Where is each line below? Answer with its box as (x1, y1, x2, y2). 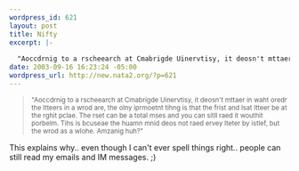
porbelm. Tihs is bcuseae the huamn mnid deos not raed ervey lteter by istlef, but (30, 118, 280, 127)
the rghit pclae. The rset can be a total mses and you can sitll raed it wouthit (30, 110, 263, 120)
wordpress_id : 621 (9, 12, 77, 22)
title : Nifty (9, 29, 58, 38)
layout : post (9, 21, 58, 30)
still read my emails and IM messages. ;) (9, 151, 157, 162)
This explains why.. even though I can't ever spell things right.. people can (9, 142, 281, 152)
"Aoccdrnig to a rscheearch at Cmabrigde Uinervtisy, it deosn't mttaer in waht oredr (30, 95, 287, 104)
